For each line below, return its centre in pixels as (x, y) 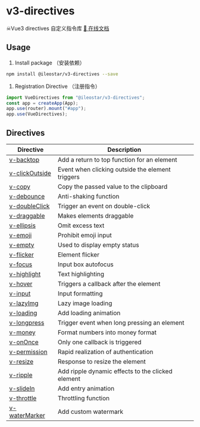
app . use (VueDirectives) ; (37, 114)
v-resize (21, 361)
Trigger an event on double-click (104, 206)
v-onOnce (24, 342)
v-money (22, 332)
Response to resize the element (101, 361)
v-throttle (23, 398)
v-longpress (27, 322)
